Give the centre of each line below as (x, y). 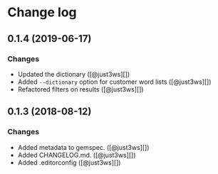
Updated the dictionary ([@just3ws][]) (74, 74)
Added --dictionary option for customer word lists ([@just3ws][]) (114, 82)
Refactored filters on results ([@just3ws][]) (81, 89)
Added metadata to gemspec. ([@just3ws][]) (83, 147)
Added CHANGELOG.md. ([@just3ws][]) (77, 155)
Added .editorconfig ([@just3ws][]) (69, 162)
